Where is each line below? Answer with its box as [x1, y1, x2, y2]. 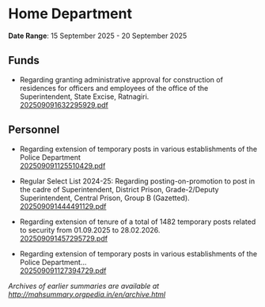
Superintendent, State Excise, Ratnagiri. [19, 92, 150, 101]
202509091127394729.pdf [19, 266, 107, 275]
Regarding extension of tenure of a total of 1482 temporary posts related [19, 217, 256, 226]
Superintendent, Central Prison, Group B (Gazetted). [19, 193, 190, 203]
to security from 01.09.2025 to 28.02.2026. [19, 225, 161, 234]
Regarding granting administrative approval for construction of [19, 74, 224, 84]
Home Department [8, 5, 133, 23]
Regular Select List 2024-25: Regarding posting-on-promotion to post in [19, 176, 256, 186]
